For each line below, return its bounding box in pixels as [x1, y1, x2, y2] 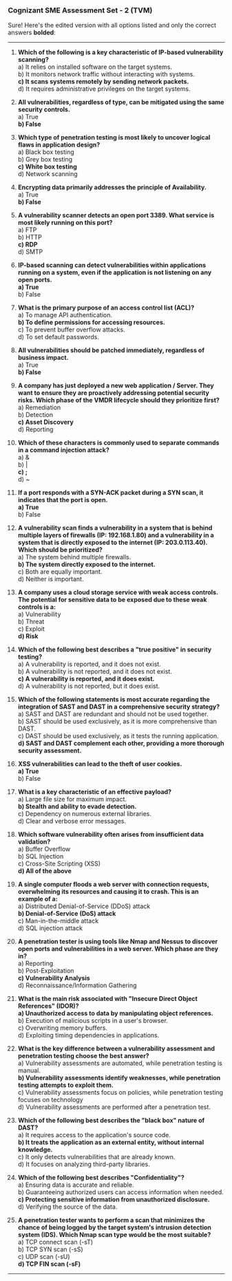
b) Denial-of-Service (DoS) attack [17, 909, 116, 918]
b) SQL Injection [17, 852, 64, 861]
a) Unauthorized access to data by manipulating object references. [17, 1009, 214, 1018]
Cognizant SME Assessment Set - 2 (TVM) [8, 6, 153, 15]
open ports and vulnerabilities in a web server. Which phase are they [17, 945, 219, 953]
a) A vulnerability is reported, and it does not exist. [17, 660, 161, 669]
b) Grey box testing [17, 155, 73, 164]
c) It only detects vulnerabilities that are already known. [17, 1153, 176, 1161]
